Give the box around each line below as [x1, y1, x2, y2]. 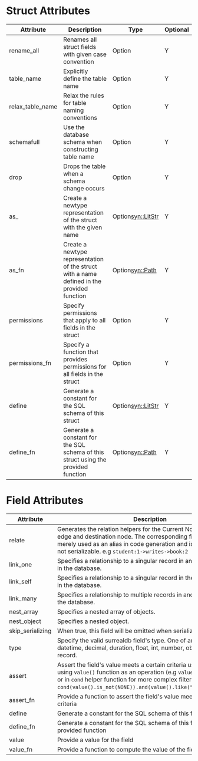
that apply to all [62, 316, 106, 324]
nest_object [9, 617, 41, 625]
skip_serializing [9, 627, 52, 635]
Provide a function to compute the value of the [57, 745, 186, 753]
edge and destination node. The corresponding [57, 532, 187, 541]
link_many [9, 594, 37, 602]
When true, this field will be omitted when [57, 627, 172, 635]
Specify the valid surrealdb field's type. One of [57, 636, 187, 644]
